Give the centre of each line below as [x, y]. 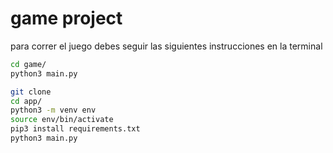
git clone [31, 92]
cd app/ [26, 101]
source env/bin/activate [62, 120]
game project [66, 18]
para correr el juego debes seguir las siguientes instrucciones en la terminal [166, 46]
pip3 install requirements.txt [75, 129]
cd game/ [28, 64]
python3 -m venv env [53, 110]
